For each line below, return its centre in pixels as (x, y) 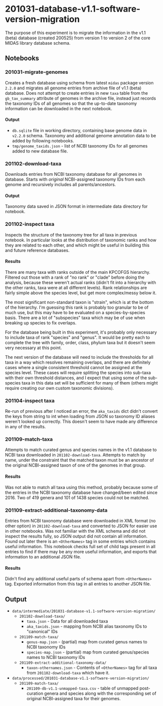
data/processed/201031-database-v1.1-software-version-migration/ (81, 678)
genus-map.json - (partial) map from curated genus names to (87, 641)
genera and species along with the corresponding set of (100, 693)
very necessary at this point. (33, 348)
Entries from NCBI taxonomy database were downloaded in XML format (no (81, 521)
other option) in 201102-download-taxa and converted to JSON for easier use (81, 526)
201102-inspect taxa (30, 224)
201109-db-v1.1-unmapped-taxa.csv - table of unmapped (82, 688)
